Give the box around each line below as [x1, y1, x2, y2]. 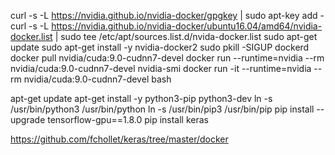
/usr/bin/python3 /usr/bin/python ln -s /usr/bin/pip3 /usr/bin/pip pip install [10, 103, 315, 115]
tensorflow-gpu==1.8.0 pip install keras [47, 114, 209, 125]
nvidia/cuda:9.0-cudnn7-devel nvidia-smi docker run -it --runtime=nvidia [10, 63, 312, 74]
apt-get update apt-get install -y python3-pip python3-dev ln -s [10, 93, 273, 104]
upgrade [10, 114, 46, 125]
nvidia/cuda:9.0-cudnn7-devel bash [23, 73, 172, 85]
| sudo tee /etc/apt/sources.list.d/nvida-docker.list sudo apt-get [54, 31, 318, 42]
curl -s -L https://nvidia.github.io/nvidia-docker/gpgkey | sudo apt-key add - [10, 10, 325, 21]
